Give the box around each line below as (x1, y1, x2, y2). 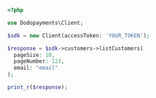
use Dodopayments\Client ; (7, 19, 83, 26)
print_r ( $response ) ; (7, 84, 68, 91)
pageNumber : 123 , (13, 58, 65, 65)
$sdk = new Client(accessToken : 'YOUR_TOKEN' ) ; (7, 32, 150, 39)
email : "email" (13, 64, 59, 72)
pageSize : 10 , (13, 51, 55, 59)
